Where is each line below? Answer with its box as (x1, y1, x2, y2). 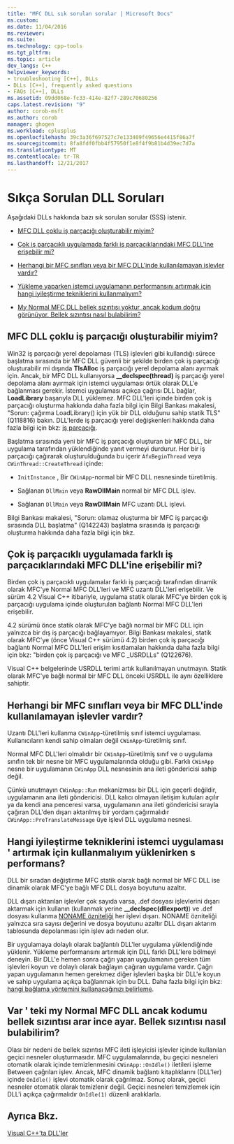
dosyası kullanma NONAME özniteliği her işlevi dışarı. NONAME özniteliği (7, 911, 217, 920)
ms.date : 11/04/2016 (7, 23, 68, 30)
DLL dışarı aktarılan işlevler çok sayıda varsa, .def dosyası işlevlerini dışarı (7, 897, 220, 905)
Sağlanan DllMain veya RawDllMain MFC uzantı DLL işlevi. (17, 500, 187, 508)
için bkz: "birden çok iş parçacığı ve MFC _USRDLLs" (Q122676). (7, 651, 193, 659)
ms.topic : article (7, 56, 61, 63)
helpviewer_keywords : (7, 68, 71, 75)
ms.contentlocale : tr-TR (7, 153, 80, 161)
